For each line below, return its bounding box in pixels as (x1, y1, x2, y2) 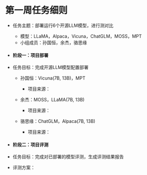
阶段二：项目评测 (12, 142, 49, 148)
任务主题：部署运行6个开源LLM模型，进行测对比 (12, 22, 114, 28)
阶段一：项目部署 (12, 52, 49, 58)
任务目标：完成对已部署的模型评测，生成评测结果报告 (12, 154, 124, 160)
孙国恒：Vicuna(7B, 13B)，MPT (20, 75, 86, 81)
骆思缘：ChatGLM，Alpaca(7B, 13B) (20, 118, 95, 124)
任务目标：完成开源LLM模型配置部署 (12, 64, 89, 71)
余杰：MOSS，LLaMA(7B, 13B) (20, 97, 85, 103)
